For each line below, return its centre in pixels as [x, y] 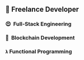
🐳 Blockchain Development [40, 38]
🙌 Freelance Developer [42, 9]
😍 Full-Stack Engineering [38, 24]
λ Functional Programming [39, 52]
